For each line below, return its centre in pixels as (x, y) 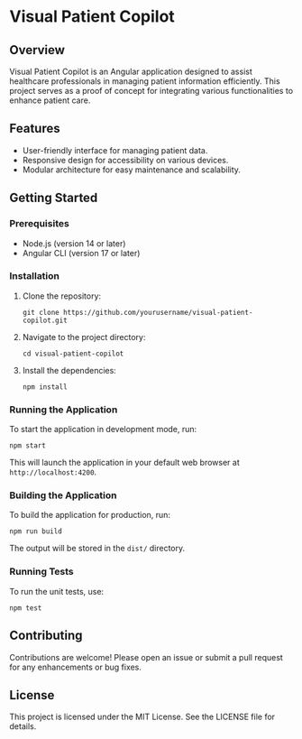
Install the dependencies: (69, 370)
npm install (45, 387)
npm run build (36, 531)
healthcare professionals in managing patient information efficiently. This (145, 81)
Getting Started (54, 198)
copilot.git (45, 320)
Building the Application (63, 495)
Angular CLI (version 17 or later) (81, 253)
